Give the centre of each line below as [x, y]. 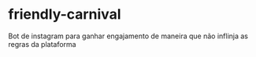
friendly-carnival [65, 14]
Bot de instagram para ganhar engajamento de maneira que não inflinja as [128, 36]
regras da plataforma [42, 44]
